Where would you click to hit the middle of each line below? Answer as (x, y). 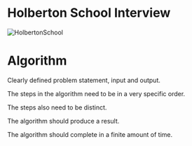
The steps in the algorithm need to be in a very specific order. (96, 93)
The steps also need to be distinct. (57, 107)
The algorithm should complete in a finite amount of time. (90, 134)
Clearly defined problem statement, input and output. (84, 80)
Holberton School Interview (89, 13)
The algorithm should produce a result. (63, 121)
